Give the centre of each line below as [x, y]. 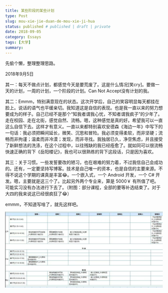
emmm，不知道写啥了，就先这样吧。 [43, 204]
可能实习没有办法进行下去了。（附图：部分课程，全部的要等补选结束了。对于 [83, 187]
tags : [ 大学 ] [18, 43]
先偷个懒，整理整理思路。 [31, 63]
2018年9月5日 [19, 74]
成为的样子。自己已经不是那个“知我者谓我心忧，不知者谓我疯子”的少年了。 [86, 114]
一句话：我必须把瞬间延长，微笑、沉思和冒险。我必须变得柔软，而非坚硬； [82, 132]
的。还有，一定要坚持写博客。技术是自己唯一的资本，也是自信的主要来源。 [82, 169]
